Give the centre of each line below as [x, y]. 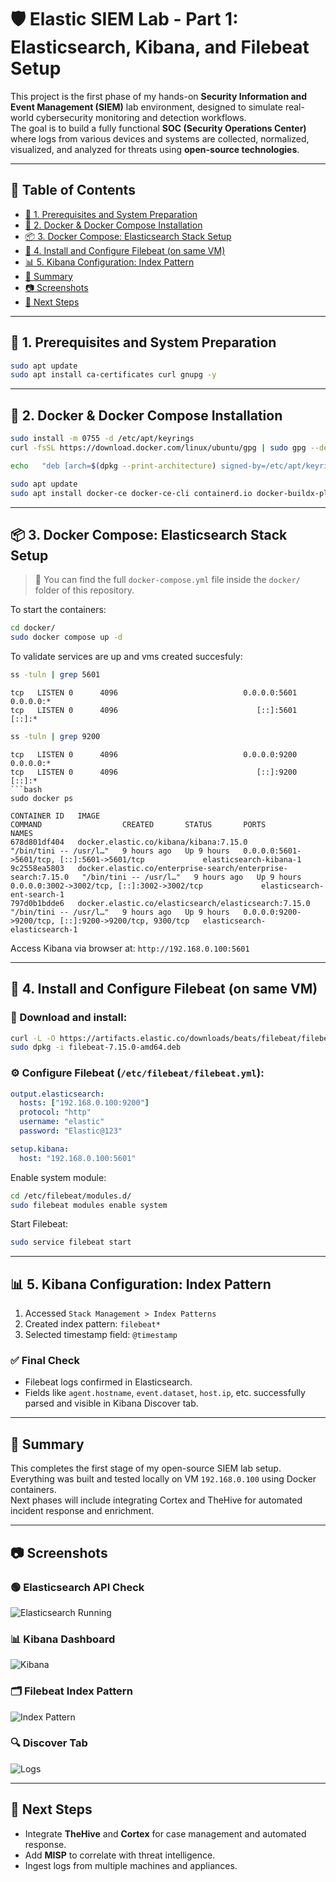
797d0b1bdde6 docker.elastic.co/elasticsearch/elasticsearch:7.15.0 [160, 903]
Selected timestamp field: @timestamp [101, 1335]
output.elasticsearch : [57, 1094]
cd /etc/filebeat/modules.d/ [71, 1196]
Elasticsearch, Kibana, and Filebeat [160, 47]
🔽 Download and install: [69, 1018]
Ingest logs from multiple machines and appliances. [131, 1865]
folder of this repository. [84, 590]
